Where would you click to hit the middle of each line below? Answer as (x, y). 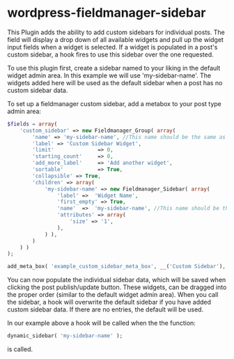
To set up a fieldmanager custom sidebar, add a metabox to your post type (114, 103)
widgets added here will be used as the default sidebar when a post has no (115, 82)
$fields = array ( (32, 124)
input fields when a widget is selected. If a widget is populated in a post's (112, 47)
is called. (20, 349)
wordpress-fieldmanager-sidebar (107, 13)
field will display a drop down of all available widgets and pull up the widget (116, 39)
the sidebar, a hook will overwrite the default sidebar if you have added (109, 302)
